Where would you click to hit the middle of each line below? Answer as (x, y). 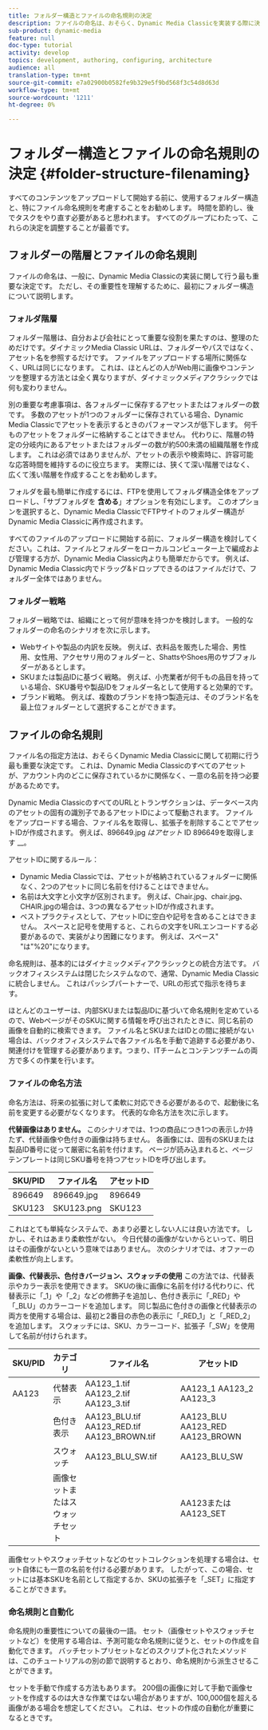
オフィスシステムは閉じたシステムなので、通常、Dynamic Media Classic (140, 973)
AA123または (206, 1503)
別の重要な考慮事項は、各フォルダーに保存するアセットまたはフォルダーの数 (134, 405)
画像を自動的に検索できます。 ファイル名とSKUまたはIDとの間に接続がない (132, 1031)
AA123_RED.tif (113, 1426)
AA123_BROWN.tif (120, 1436)
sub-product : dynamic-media (55, 30)
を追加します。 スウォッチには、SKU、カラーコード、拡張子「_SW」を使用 (132, 1325)
